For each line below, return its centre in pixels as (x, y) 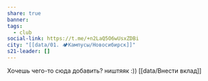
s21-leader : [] (29, 52)
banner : (18, 20)
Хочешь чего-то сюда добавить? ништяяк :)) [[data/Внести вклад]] (104, 70)
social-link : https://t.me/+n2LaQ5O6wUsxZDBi (73, 39)
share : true (24, 13)
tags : (15, 26)
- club (23, 32)
